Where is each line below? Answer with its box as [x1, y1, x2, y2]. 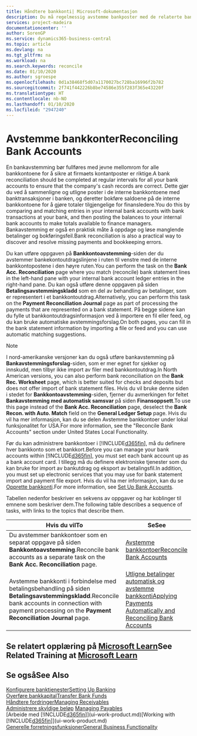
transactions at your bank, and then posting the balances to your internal [6, 213, 182, 221]
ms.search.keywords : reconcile [6, 63, 83, 69]
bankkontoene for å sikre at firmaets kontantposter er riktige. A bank [6, 170, 170, 177]
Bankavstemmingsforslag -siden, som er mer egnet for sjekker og [6, 360, 167, 367]
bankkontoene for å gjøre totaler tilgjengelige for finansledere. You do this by [6, 201, 191, 208]
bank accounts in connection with [9, 599, 102, 608]
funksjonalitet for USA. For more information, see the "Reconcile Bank [6, 422, 173, 429]
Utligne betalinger [125, 570, 175, 578]
